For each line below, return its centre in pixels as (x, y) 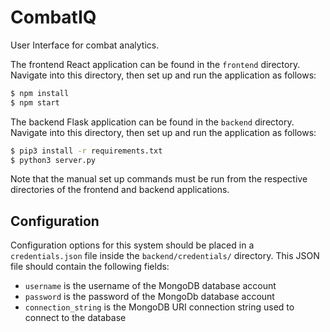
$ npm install (40, 93)
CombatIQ (53, 17)
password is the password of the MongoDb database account (149, 297)
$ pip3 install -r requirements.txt (86, 151)
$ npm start (35, 102)
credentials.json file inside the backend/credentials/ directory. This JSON (165, 256)
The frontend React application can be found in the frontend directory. (155, 64)
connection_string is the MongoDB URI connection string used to (159, 307)
